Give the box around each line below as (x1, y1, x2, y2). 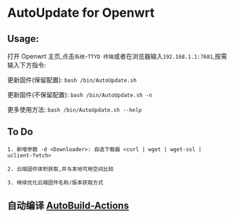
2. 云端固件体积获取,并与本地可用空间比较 (7, 166, 114, 173)
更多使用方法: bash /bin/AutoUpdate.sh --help (7, 106, 142, 113)
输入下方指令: (7, 61, 47, 69)
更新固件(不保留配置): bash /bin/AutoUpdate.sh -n (7, 91, 153, 99)
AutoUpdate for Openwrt (7, 5, 155, 21)
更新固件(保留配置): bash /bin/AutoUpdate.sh (7, 75, 137, 84)
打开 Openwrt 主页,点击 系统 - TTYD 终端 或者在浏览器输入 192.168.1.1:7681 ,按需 (7, 52, 228, 60)
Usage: (7, 33, 40, 45)
